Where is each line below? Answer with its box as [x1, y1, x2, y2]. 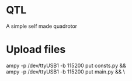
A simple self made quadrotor [6, 23, 78, 30]
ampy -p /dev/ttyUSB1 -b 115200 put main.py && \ [6, 68, 126, 75]
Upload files [6, 43, 66, 56]
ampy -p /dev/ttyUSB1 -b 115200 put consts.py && [6, 62, 127, 69]
